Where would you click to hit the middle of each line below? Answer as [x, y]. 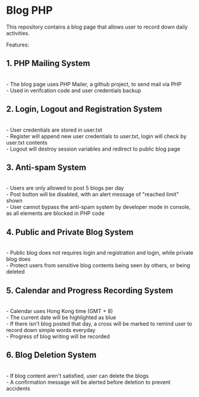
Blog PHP [29, 10]
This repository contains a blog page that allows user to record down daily [97, 27]
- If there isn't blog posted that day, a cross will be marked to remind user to [99, 324]
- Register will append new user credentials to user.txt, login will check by [97, 136]
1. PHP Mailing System [48, 63]
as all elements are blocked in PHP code [56, 213]
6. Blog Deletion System [51, 355]
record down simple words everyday [51, 330]
